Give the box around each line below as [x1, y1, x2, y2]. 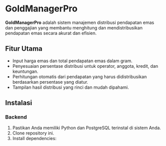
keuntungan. [12, 68, 38, 74]
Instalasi [5, 99, 32, 107]
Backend [5, 114, 27, 121]
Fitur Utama [5, 44, 43, 53]
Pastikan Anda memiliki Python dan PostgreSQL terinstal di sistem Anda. [12, 125, 161, 131]
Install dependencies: [12, 136, 57, 142]
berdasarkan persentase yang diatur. [12, 79, 88, 85]
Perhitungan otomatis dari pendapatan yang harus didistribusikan [12, 73, 147, 80]
